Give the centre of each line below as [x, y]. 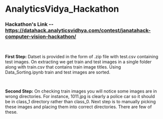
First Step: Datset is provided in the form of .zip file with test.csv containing [82, 57]
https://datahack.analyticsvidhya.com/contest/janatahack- [78, 30]
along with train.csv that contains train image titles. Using [63, 67]
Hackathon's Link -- [29, 24]
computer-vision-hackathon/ [41, 37]
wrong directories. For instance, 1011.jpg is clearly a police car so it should [80, 96]
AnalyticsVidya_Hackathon [62, 9]
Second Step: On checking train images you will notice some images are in [81, 91]
